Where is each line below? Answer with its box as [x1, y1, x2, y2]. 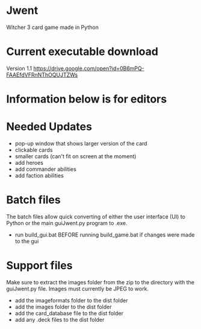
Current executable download [6, 45, 158, 59]
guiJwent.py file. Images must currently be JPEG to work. [6, 285, 149, 292]
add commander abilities [14, 165, 76, 173]
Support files [6, 259, 73, 272]
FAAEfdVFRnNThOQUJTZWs [6, 71, 78, 78]
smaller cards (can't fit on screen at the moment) [14, 153, 137, 160]
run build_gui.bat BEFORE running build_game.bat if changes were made [14, 231, 195, 238]
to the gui [14, 237, 39, 244]
